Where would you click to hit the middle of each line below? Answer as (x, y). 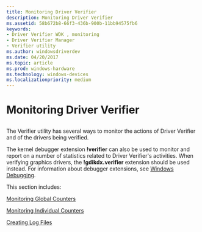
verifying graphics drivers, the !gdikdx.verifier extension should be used (98, 162)
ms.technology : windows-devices (47, 74)
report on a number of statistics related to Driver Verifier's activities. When (100, 155)
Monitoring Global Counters (41, 199)
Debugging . (21, 175)
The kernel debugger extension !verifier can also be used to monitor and (98, 149)
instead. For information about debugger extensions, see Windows (90, 169)
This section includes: (34, 187)
